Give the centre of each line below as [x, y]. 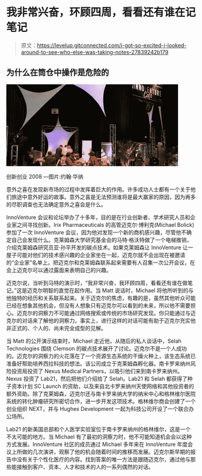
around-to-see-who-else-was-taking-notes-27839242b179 [95, 52]
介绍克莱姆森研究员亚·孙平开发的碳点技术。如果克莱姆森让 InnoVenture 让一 [100, 247]
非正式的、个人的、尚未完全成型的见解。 [56, 328]
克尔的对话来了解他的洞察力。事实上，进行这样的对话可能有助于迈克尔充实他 [101, 320]
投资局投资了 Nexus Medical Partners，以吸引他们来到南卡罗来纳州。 [97, 371]
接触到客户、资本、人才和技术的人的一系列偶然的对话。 [85, 467]
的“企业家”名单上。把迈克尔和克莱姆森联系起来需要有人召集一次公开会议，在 [101, 262]
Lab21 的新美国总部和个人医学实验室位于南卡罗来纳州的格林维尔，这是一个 [99, 429]
